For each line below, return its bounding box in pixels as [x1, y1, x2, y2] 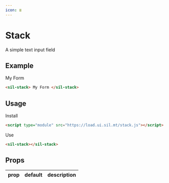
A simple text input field [5, 47, 55, 53]
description [47, 171, 76, 178]
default [25, 171, 43, 178]
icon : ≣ [5, 7, 22, 13]
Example [5, 61, 34, 70]
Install [5, 113, 18, 119]
